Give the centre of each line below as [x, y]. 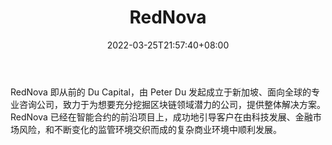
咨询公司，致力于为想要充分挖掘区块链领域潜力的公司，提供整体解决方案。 [172, 104]
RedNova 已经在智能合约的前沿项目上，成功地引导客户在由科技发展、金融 [161, 117]
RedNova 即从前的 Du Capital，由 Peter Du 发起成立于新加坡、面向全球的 [161, 92]
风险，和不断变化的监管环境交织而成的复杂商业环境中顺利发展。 [150, 129]
